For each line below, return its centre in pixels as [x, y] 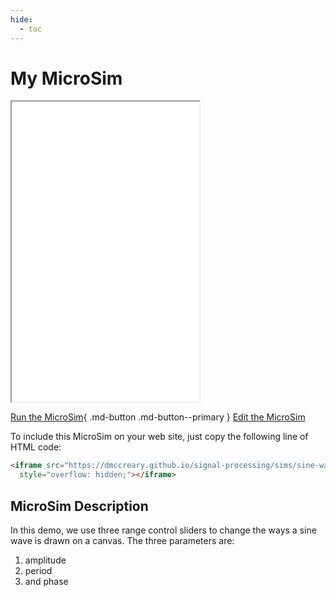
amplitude [45, 560]
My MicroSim [66, 78]
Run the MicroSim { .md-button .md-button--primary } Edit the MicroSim [158, 417]
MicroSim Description [79, 506]
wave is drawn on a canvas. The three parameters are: [122, 540]
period [38, 570]
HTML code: [36, 447]
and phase [46, 581]
